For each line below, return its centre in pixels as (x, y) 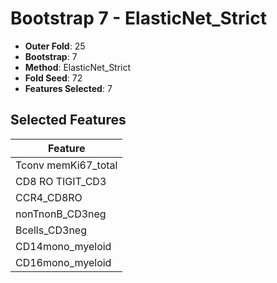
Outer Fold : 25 (55, 46)
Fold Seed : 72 (53, 78)
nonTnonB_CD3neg (61, 214)
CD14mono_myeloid (63, 246)
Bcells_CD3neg (51, 230)
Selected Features (68, 120)
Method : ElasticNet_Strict (78, 67)
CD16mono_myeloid (63, 262)
